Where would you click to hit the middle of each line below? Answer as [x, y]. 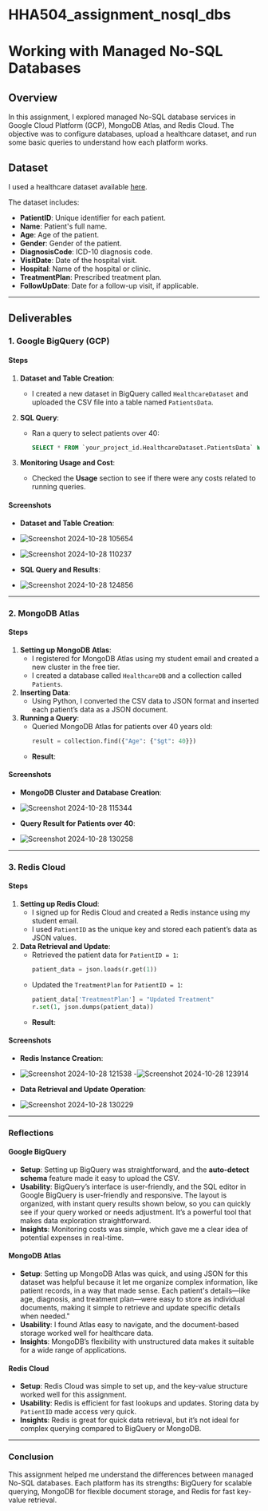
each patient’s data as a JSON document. [100, 709]
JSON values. [54, 938]
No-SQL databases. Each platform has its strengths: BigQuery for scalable [130, 1483]
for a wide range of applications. [73, 1350]
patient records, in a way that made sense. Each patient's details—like [135, 1291]
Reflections [31, 1133]
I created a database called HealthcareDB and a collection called [136, 675]
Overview [33, 98]
